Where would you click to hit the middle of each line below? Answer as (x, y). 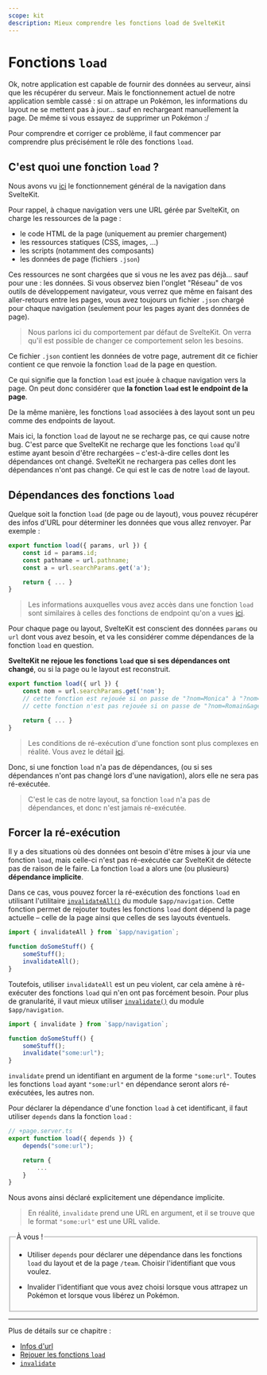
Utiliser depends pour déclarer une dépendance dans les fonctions (135, 1255)
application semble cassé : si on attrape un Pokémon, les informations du (128, 101)
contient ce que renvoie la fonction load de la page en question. (112, 365)
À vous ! (30, 1237)
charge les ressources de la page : (65, 219)
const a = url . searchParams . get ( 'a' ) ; (87, 568)
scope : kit (26, 16)
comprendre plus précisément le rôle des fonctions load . (101, 142)
